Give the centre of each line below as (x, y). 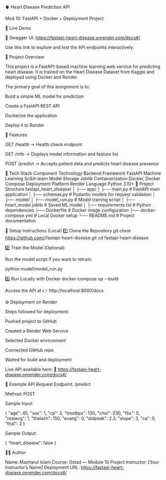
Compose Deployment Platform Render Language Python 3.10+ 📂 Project (80, 184)
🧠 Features (16, 135)
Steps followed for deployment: (37, 311)
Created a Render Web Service (37, 331)
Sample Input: (19, 403)
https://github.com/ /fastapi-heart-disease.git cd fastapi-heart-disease (77, 238)
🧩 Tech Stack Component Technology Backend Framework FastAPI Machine (83, 173)
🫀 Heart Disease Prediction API (38, 7)
